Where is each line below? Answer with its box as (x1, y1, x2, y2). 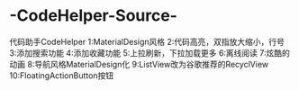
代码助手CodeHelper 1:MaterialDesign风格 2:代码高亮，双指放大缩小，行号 (9, 36, 285, 47)
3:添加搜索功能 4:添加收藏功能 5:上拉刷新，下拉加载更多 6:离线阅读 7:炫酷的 (9, 47, 291, 58)
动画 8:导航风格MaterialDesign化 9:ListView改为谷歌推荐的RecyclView (9, 58, 268, 69)
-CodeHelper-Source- (9, 5, 178, 26)
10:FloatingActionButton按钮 (9, 69, 114, 81)
